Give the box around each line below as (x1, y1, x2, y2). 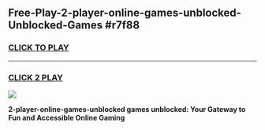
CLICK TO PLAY (8, 43, 69, 54)
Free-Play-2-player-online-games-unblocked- (8, 6, 242, 20)
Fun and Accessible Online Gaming (8, 113, 125, 122)
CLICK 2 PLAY (8, 72, 63, 83)
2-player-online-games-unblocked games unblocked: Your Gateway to (8, 104, 246, 113)
